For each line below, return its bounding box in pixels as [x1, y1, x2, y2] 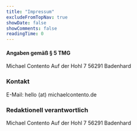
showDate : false [6, 20, 46, 26]
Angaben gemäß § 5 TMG [6, 49, 71, 57]
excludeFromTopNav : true [6, 14, 68, 20]
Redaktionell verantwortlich [6, 105, 88, 114]
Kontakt [6, 77, 30, 86]
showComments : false [6, 25, 58, 32]
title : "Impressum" [6, 8, 55, 15]
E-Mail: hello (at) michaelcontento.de [6, 91, 97, 98]
